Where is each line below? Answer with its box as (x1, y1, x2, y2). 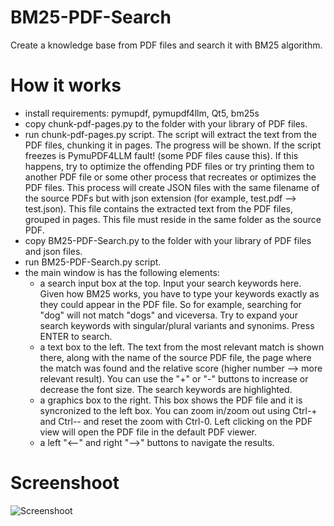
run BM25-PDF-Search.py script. (24, 256, 162, 268)
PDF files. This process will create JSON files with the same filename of (24, 181, 320, 193)
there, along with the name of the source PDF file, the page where (39, 351, 312, 363)
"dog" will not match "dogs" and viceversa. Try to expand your (39, 309, 298, 321)
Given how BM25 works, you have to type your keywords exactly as (39, 287, 320, 300)
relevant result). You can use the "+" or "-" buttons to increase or (39, 372, 309, 385)
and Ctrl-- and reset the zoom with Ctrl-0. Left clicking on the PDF (39, 415, 313, 427)
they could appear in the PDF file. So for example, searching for (39, 298, 302, 310)
